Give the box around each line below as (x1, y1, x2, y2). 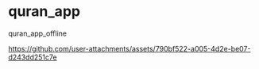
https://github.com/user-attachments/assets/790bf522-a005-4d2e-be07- (8, 44, 251, 53)
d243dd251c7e (8, 52, 57, 62)
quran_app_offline (8, 29, 68, 38)
